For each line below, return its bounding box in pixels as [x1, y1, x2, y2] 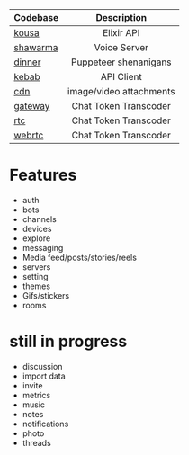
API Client [100, 71, 142, 83]
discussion [22, 361, 63, 371]
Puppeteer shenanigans [70, 56, 173, 68]
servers [22, 261, 51, 272]
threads [22, 437, 51, 448]
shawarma [13, 41, 58, 53]
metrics [22, 389, 51, 400]
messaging [22, 242, 64, 253]
